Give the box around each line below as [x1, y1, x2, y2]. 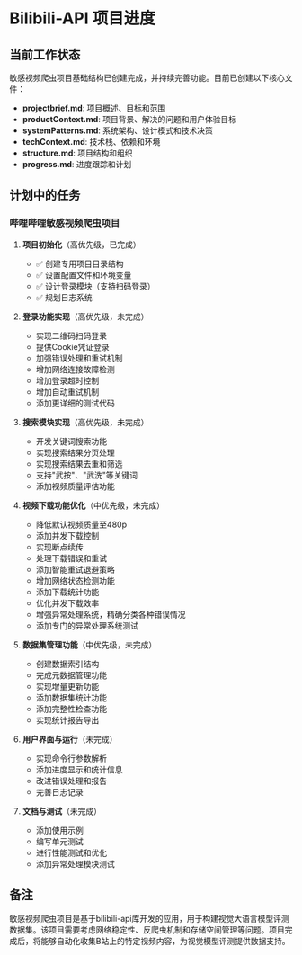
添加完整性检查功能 [35, 703, 108, 714]
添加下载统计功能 [35, 586, 100, 597]
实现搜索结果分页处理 [35, 447, 115, 458]
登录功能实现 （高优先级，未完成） [22, 311, 149, 322]
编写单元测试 [35, 835, 84, 846]
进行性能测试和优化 [35, 847, 108, 858]
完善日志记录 [35, 786, 84, 797]
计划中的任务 [9, 188, 81, 203]
